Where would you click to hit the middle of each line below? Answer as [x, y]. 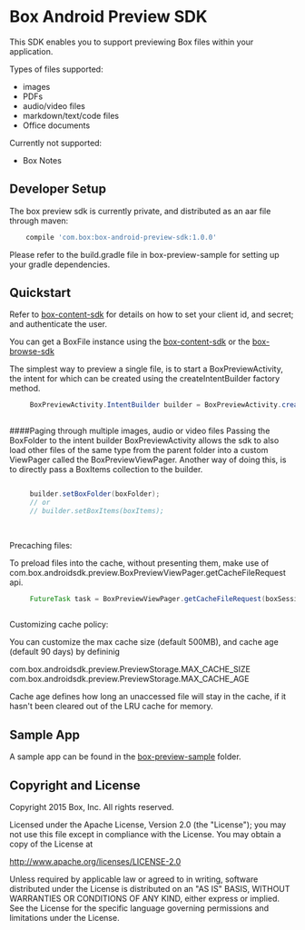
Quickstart [40, 293]
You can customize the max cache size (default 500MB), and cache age [144, 642]
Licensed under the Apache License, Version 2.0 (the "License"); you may [148, 825]
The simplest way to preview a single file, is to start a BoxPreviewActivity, [146, 369]
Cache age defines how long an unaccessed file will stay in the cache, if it [148, 697]
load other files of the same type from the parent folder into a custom [139, 450]
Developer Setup [58, 189]
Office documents [56, 125]
